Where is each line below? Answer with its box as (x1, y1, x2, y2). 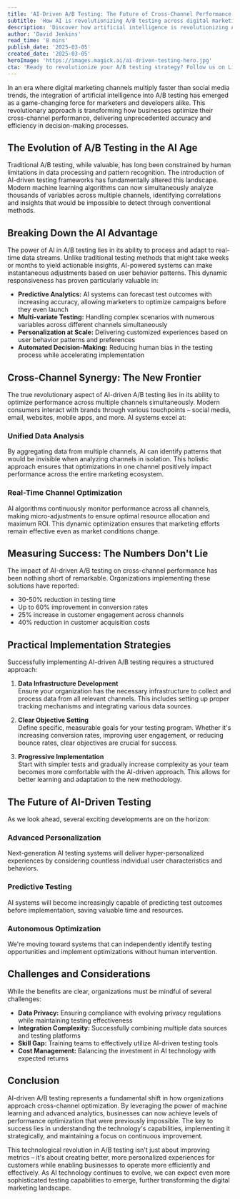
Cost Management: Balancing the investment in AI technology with (17, 1046, 216, 1055)
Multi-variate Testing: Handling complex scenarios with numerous (17, 313, 215, 321)
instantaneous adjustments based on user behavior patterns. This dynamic (7, 269, 228, 277)
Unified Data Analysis (7, 431, 84, 441)
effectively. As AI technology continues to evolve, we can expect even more (7, 1168, 231, 1177)
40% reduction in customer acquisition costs (17, 618, 150, 627)
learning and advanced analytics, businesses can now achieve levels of (7, 1108, 218, 1118)
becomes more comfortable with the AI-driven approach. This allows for (17, 768, 231, 776)
